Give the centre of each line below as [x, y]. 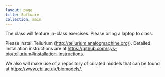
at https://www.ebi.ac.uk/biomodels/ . [44, 69]
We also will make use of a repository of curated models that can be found [83, 64]
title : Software [22, 15]
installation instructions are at [36, 49]
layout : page [19, 10]
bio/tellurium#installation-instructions [44, 54]
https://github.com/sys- [92, 49]
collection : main [23, 19]
